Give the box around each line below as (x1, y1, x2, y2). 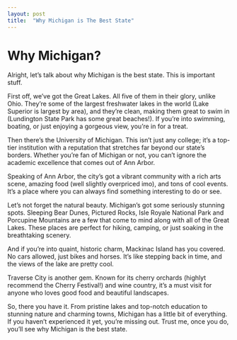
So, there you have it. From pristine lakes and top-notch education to (7, 302, 208, 311)
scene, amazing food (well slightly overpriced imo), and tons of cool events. (7, 180, 229, 188)
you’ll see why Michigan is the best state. (7, 325, 128, 334)
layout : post (7, 10, 46, 18)
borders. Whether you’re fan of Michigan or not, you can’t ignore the (7, 151, 207, 159)
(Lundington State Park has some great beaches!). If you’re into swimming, (7, 115, 226, 123)
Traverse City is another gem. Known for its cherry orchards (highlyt (7, 273, 207, 282)
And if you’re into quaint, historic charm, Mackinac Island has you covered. (7, 245, 225, 254)
